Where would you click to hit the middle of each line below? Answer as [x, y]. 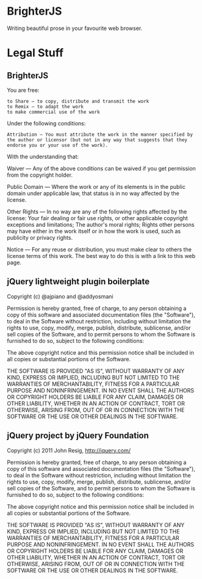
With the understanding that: [43, 157]
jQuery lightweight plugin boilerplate [78, 282]
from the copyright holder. [40, 175]
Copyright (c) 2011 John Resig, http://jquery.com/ [69, 450]
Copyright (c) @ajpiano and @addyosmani [60, 296]
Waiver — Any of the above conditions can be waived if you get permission [101, 168]
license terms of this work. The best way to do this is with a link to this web [101, 256]
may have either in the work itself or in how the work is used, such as [94, 231]
